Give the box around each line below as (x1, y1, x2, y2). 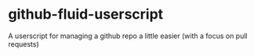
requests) (8, 39, 39, 48)
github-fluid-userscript (8, 5, 164, 23)
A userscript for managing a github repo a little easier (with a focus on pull (8, 31, 248, 40)
